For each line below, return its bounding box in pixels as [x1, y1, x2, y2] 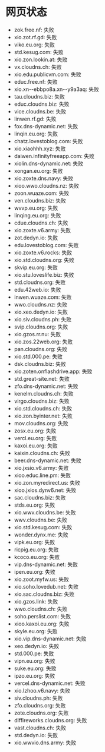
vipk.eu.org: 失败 [14, 538, 55, 545]
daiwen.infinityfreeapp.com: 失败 [14, 152, 95, 159]
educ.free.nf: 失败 [14, 78, 58, 85]
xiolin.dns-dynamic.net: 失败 [14, 160, 84, 167]
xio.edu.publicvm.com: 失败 [14, 71, 82, 78]
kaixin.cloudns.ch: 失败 [14, 449, 70, 456]
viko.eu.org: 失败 [14, 41, 55, 48]
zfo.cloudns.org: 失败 [14, 702, 66, 709]
